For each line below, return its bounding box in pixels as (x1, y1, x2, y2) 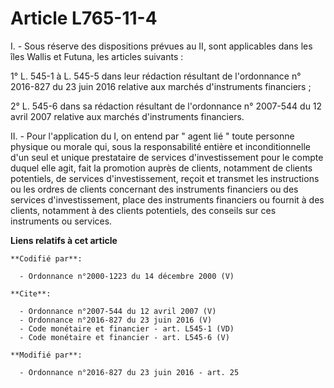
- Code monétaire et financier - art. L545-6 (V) (19, 332, 230, 342)
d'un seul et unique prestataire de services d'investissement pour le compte (10, 151, 324, 163)
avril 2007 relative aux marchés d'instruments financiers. (10, 110, 245, 122)
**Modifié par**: (10, 350, 83, 360)
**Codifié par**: (10, 253, 83, 264)
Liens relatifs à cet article (10, 234, 118, 246)
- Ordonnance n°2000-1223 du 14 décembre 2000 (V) (19, 271, 235, 281)
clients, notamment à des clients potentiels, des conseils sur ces (10, 204, 277, 216)
